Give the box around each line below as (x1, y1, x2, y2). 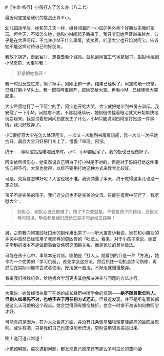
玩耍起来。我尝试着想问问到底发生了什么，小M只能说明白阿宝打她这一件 (5, 116, 150, 121)
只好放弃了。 (18, 122, 44, 127)
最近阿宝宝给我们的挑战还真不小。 (5, 15, 74, 21)
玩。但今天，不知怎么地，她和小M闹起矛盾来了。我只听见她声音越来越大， (5, 31, 155, 37)
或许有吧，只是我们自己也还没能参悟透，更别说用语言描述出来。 (13, 325, 142, 331)
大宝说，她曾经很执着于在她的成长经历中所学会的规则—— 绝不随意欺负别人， (5, 290, 159, 296)
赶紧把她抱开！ (17, 71, 47, 76)
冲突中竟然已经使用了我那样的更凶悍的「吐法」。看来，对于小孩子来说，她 (5, 236, 153, 241)
